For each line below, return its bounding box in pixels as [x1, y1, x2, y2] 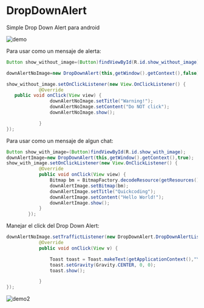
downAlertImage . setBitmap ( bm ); [49, 183, 129, 189]
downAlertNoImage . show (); [49, 110, 115, 116]
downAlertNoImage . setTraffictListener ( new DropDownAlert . [6, 234, 156, 240]
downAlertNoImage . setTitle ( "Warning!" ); [49, 98, 154, 104]
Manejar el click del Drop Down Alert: [6, 222, 100, 229]
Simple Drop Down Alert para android [6, 24, 100, 31]
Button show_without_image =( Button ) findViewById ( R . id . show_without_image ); [6, 59, 202, 65]
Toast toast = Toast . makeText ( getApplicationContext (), [49, 256, 194, 262]
